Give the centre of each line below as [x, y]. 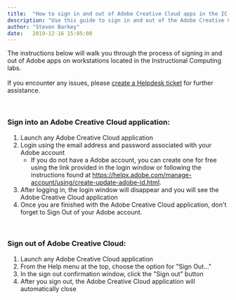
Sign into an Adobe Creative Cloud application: [89, 122]
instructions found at [61, 175]
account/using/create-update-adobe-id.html [95, 182]
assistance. [24, 90]
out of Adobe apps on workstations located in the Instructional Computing [114, 61]
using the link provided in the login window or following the [116, 167]
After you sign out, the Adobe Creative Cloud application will [108, 281]
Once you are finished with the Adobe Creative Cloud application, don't [124, 205]
